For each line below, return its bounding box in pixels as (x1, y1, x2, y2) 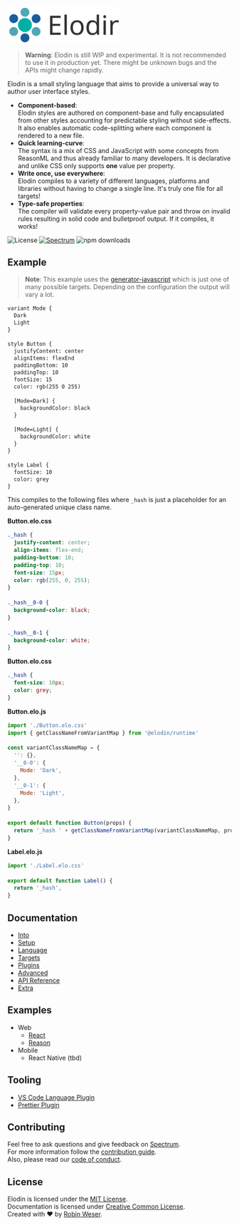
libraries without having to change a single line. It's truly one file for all (17, 184, 223, 192)
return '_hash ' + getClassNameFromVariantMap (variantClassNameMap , (14, 827, 221, 835)
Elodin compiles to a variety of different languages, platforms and (17, 177, 210, 185)
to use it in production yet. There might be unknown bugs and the (24, 58, 217, 66)
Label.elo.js (7, 847, 43, 856)
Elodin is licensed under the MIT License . (7, 1195, 128, 1204)
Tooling (7, 1074, 41, 1086)
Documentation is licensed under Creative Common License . (7, 1202, 186, 1211)
